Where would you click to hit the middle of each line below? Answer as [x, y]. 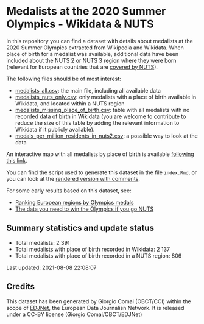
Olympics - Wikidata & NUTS [80, 24]
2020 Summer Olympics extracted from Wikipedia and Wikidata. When [95, 48]
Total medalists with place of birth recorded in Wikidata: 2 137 [93, 249]
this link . [17, 160]
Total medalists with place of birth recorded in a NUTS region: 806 [98, 255]
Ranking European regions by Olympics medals [74, 202]
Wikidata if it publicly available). [55, 129]
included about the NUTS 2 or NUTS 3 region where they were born [91, 60]
